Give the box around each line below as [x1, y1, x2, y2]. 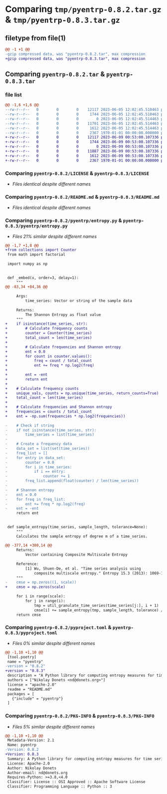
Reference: [16, 561, 39, 567]
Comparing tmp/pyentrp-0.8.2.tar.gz [5, 3, 162, 15]
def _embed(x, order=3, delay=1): [7, 275, 79, 280]
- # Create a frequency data [5, 441, 72, 446]
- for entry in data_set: [5, 455, 66, 460]
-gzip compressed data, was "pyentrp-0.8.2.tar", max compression [5, 51, 146, 57]
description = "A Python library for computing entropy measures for [7, 673, 155, 678]
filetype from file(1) [5, 34, 66, 42]
